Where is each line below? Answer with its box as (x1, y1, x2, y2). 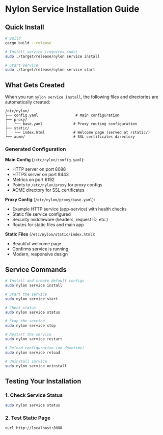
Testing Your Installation (5, 377, 81, 385)
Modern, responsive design (12, 251, 68, 257)
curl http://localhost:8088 (5, 426, 63, 431)
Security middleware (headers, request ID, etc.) (12, 217, 109, 223)
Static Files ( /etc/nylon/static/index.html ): (5, 231, 96, 237)
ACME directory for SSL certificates (12, 187, 84, 193)
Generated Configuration (5, 146, 66, 153)
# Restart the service (5, 332, 52, 337)
